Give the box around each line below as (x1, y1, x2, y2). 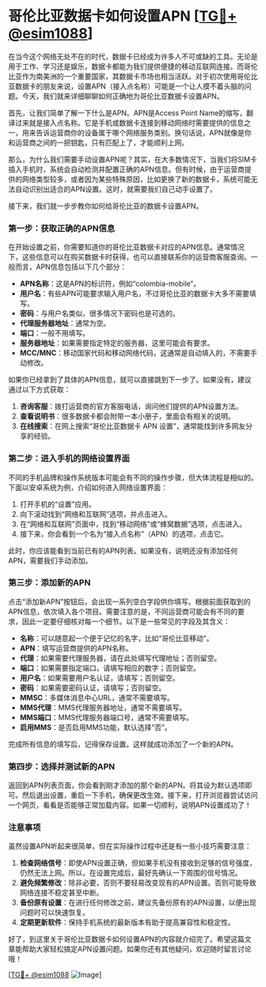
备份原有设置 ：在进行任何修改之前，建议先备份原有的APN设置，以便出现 (19, 898, 256, 907)
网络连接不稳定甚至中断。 (19, 888, 104, 898)
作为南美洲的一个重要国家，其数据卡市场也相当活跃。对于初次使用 (21, 71, 237, 81)
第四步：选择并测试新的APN (8, 761, 116, 772)
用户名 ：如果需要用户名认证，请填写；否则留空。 (19, 673, 180, 682)
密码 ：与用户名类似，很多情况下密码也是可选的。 (19, 309, 180, 318)
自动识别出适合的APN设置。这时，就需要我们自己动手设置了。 (14, 184, 218, 194)
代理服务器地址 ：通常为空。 (19, 318, 111, 328)
